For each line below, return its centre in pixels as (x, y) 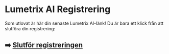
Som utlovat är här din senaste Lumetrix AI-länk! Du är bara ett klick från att (84, 23)
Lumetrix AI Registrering (58, 9)
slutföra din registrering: (30, 28)
